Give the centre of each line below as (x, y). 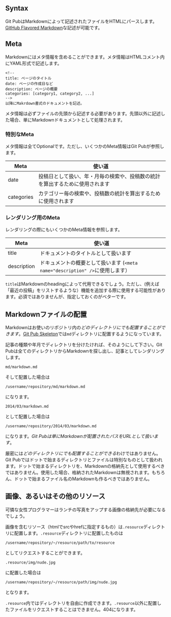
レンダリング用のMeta (33, 217)
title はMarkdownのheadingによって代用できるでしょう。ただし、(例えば (82, 284)
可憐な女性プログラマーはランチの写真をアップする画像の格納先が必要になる (85, 509)
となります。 (19, 592)
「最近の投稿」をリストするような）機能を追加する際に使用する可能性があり (85, 290)
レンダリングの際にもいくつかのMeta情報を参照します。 (64, 230)
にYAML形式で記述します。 (34, 63)
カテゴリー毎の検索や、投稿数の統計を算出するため (99, 193)
